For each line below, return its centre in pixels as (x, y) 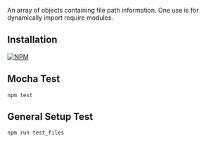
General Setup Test (50, 117)
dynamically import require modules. (60, 18)
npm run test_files (36, 133)
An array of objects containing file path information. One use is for (103, 10)
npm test (20, 95)
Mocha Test (34, 79)
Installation (32, 40)
